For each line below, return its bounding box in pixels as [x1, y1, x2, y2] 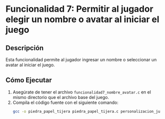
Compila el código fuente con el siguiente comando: [12, 99, 118, 105]
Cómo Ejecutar [5, 76, 52, 84]
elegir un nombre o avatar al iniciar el [5, 14, 160, 25]
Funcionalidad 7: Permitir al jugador [5, 3, 154, 15]
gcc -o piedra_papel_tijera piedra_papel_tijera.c [12, 109, 119, 114]
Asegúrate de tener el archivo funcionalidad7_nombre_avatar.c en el [12, 89, 151, 95]
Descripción [5, 44, 44, 52]
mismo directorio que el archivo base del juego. [12, 94, 110, 100]
